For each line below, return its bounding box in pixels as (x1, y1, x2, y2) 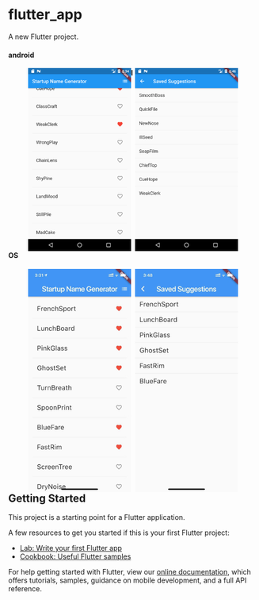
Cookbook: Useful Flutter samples (19, 552, 131, 561)
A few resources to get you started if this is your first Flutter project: (8, 528, 230, 537)
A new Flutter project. (8, 32, 79, 41)
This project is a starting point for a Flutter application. (8, 513, 185, 522)
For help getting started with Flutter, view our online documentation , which (8, 567, 252, 577)
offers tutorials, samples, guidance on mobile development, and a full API (8, 575, 247, 585)
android (8, 50, 35, 60)
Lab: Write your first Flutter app (19, 544, 123, 553)
